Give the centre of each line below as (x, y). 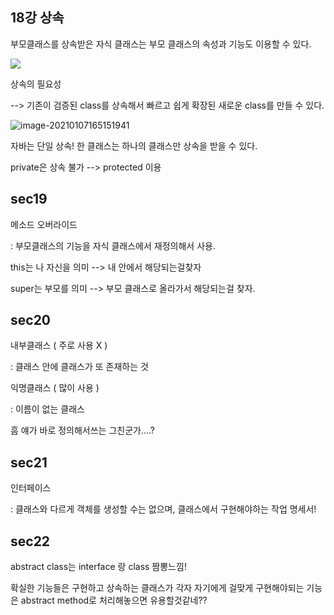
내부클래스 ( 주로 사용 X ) (59, 345)
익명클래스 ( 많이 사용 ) (55, 388)
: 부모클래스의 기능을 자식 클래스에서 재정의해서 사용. (113, 245)
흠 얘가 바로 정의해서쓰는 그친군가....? (83, 430)
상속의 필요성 (36, 84)
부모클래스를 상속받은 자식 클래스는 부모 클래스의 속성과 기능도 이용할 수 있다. (161, 44)
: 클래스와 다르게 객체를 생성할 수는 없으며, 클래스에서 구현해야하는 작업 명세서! (163, 509)
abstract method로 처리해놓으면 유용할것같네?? (114, 600)
